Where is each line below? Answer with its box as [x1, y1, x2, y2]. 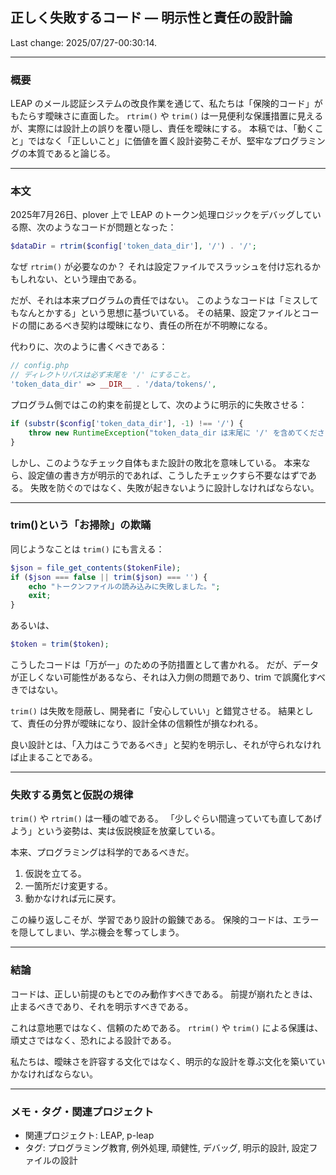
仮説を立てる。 [24, 868, 87, 880]
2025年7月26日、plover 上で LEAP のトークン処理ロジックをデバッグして [10, 209, 313, 221]
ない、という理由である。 [36, 273, 142, 285]
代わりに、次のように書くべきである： [10, 341, 168, 353]
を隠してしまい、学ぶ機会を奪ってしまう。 [10, 926, 185, 938]
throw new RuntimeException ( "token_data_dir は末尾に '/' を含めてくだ [28, 428, 318, 438]
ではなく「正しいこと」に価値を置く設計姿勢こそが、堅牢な [27, 135, 273, 147]
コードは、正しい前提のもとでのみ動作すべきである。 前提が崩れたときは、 [10, 988, 319, 1000]
